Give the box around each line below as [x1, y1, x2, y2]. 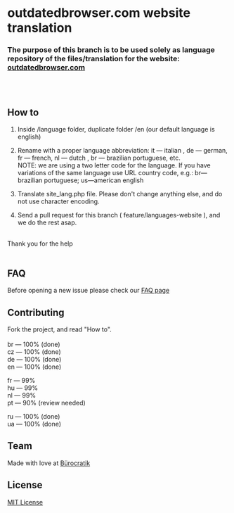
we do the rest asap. [17, 218, 77, 227]
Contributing [7, 306, 65, 318]
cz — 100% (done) [7, 347, 61, 356]
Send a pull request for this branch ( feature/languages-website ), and [17, 211, 221, 220]
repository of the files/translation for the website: [7, 54, 181, 64]
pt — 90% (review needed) [7, 398, 86, 407]
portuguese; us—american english [44, 176, 144, 184]
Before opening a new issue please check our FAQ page [7, 286, 170, 295]
